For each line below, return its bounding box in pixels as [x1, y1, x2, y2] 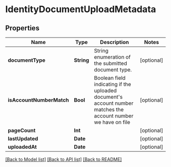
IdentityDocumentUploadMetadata [5, 4, 156, 15]
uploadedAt [8, 143, 37, 150]
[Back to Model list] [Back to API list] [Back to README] [5, 156, 122, 162]
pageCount [8, 127, 36, 134]
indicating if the [94, 81, 131, 88]
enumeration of [94, 54, 131, 60]
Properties [5, 24, 40, 32]
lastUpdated [8, 135, 38, 142]
